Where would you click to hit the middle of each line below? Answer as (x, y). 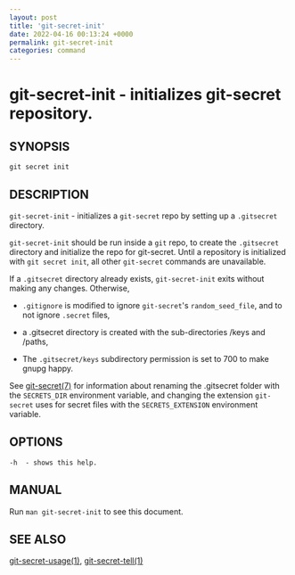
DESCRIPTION (49, 194)
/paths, (35, 341)
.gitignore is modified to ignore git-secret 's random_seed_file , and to (152, 305)
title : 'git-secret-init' (57, 26)
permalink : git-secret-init (61, 42)
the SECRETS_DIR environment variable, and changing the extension (131, 395)
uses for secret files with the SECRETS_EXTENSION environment (147, 404)
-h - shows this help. (53, 463)
